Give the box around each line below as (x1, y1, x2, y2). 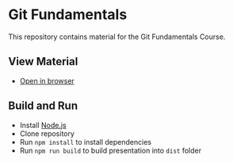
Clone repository (19, 129, 75, 138)
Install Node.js (19, 120, 67, 130)
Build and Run (8, 99, 78, 113)
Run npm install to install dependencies (19, 137, 152, 146)
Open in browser (19, 76, 75, 85)
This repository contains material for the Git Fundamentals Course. (8, 32, 226, 41)
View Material (8, 55, 78, 68)
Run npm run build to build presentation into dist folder (19, 146, 202, 155)
